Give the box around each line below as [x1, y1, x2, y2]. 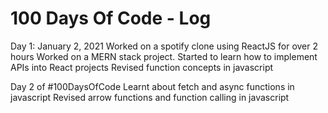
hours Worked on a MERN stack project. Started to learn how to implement [10, 50, 318, 62]
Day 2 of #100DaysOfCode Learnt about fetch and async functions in [10, 80, 295, 92]
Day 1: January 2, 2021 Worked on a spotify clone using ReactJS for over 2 [10, 40, 319, 52]
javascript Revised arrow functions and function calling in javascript [10, 91, 290, 103]
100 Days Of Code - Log [10, 7, 212, 30]
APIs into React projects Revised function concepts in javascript [10, 61, 274, 73]
